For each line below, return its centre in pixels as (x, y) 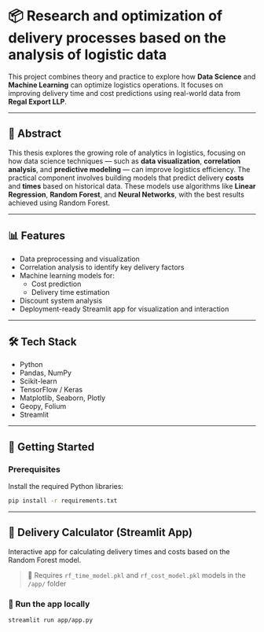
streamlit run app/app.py (50, 620)
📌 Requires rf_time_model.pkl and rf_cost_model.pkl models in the (136, 575)
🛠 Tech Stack (42, 342)
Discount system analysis (61, 300)
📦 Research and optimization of (115, 16)
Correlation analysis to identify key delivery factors (102, 267)
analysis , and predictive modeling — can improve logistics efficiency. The (129, 169)
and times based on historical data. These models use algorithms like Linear (132, 186)
